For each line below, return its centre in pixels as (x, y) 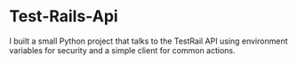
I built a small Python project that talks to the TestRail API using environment (148, 41)
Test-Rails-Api (64, 16)
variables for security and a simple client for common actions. (122, 50)
